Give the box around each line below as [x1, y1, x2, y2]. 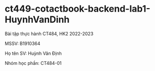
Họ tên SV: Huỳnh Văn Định [5, 50, 62, 56]
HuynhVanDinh [5, 14, 70, 25]
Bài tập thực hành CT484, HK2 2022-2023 [5, 30, 94, 37]
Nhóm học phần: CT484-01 [5, 60, 62, 66]
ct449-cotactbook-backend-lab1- [5, 3, 150, 15]
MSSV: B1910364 [5, 40, 41, 46]
